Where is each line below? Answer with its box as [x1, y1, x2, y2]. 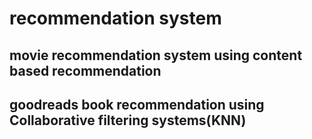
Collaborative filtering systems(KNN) [9, 112, 247, 129]
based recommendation [9, 62, 162, 79]
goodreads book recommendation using [9, 96, 265, 113]
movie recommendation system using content [9, 47, 303, 64]
